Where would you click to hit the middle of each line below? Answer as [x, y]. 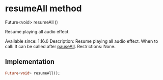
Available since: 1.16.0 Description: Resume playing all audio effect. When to [82, 41]
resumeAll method [43, 9]
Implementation [30, 62]
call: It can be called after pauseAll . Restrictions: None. [60, 46]
